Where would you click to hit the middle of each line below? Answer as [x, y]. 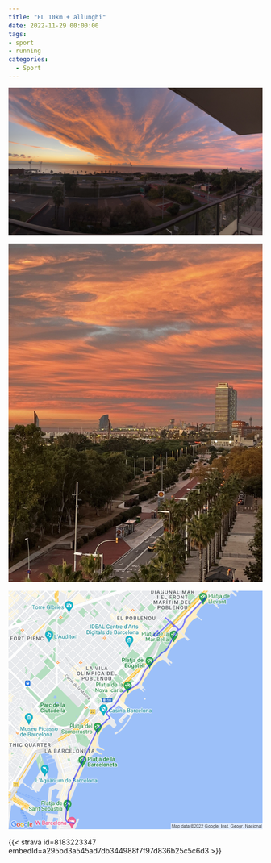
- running [25, 51]
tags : [17, 34]
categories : [28, 60]
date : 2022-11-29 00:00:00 [54, 25]
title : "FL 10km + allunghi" [57, 17]
